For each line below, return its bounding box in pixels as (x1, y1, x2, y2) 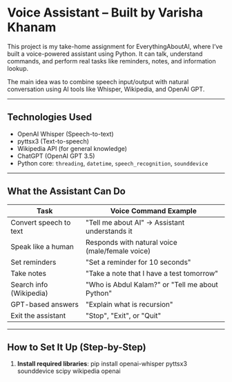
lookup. (7, 64, 29, 72)
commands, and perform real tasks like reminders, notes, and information (7, 57, 216, 65)
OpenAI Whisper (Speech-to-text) (17, 130, 114, 138)
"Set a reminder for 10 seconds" (85, 257, 191, 267)
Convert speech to (10, 217, 71, 227)
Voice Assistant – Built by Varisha (7, 5, 204, 21)
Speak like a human (10, 241, 75, 251)
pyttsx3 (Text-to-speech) (17, 137, 90, 145)
